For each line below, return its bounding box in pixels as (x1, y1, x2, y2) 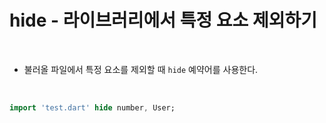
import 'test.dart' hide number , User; (9, 102, 176, 113)
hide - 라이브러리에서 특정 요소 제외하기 (9, 9, 318, 32)
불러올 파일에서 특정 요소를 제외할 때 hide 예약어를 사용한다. (23, 63, 259, 75)
